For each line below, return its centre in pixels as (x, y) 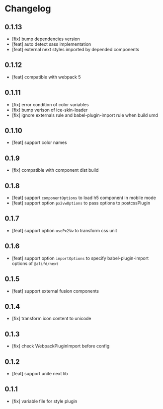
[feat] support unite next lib (40, 373)
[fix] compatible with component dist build (55, 170)
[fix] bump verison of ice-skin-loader (50, 110)
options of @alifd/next (35, 263)
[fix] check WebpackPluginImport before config (61, 346)
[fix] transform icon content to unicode (51, 319)
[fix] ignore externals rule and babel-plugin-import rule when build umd (85, 115)
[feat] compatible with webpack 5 (46, 77)
